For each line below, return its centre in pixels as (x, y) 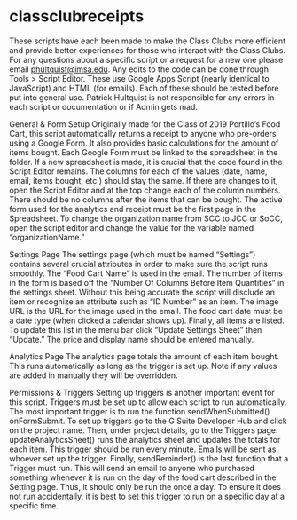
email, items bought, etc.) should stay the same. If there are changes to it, (144, 180)
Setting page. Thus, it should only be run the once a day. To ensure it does (145, 486)
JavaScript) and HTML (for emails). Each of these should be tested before (144, 88)
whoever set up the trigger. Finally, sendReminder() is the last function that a (149, 458)
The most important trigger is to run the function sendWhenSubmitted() (140, 411)
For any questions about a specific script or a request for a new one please (146, 59)
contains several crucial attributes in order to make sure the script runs (138, 264)
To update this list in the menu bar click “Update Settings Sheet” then (136, 329)
